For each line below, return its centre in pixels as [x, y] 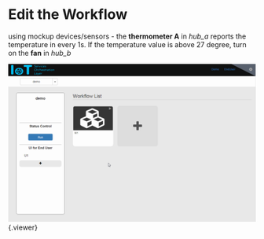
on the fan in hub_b [40, 53]
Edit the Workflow [68, 15]
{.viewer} [23, 227]
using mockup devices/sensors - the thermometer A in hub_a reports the [127, 36]
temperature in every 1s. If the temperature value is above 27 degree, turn [127, 44]
